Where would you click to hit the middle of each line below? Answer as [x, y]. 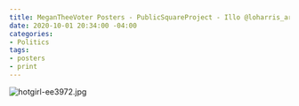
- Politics [29, 42]
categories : [31, 34]
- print [24, 67]
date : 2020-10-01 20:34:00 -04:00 [73, 26]
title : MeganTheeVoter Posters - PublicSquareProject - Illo [125, 17]
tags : [19, 50]
